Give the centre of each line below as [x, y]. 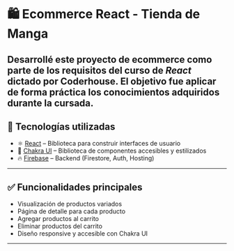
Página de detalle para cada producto [71, 211]
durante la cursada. [50, 103]
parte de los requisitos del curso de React [99, 70]
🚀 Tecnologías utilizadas [61, 127]
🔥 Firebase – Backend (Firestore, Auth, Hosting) [86, 158]
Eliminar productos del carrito [60, 226]
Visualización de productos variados [70, 204]
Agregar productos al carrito [58, 219]
